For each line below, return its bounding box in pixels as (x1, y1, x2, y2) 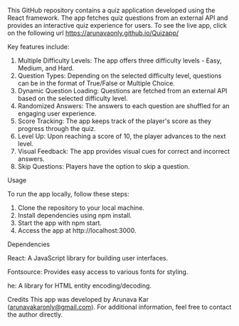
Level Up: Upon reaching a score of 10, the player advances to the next (17, 132, 226, 140)
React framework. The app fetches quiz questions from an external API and (7, 14, 228, 22)
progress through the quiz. (17, 125, 96, 132)
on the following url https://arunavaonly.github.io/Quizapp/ (7, 28, 179, 37)
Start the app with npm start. (17, 219, 102, 227)
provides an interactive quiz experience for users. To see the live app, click (7, 21, 228, 29)
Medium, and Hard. (17, 64, 75, 72)
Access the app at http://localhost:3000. (17, 226, 137, 234)
